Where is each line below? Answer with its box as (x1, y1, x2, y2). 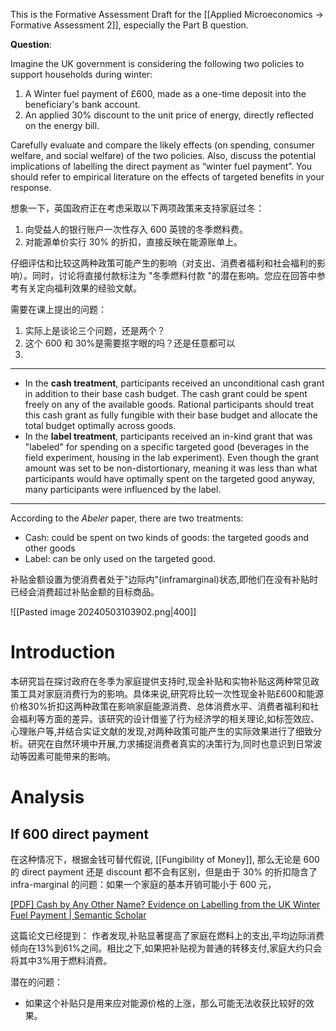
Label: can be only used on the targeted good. (24, 553, 216, 564)
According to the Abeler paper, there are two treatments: (10, 512, 244, 524)
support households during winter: (10, 69, 153, 80)
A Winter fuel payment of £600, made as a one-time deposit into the (24, 88, 307, 99)
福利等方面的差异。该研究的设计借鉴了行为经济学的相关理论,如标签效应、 (18, 712, 320, 724)
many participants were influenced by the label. (24, 484, 222, 495)
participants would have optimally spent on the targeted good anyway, (24, 473, 315, 484)
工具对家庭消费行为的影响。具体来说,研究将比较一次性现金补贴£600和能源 (18, 687, 324, 699)
